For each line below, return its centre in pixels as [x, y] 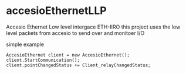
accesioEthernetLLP [56, 11]
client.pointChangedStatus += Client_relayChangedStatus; [78, 65]
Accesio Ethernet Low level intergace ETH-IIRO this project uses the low [93, 27]
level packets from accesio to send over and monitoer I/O [75, 33]
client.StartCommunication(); [43, 60]
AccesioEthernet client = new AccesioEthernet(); [68, 55]
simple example [25, 44]
